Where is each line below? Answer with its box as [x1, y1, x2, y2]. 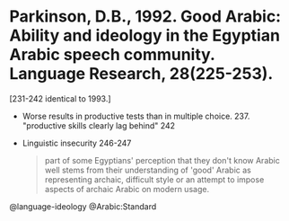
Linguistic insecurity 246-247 [22, 137, 132, 148]
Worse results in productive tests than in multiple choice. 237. [22, 110, 250, 121]
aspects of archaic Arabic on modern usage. [44, 183, 209, 194]
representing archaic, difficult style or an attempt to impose [44, 173, 265, 185]
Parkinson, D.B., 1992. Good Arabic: [9, 6, 281, 27]
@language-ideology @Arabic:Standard [9, 200, 157, 212]
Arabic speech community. [9, 45, 215, 65]
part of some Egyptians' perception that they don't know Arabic [44, 155, 280, 165]
